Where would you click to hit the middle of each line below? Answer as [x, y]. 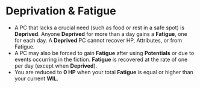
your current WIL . [36, 78]
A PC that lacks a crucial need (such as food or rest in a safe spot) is [99, 28]
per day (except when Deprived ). [56, 66]
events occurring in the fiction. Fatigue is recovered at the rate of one [101, 59]
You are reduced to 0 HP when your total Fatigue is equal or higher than [104, 72]
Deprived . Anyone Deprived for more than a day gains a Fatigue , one [101, 34]
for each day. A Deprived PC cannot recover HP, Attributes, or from [98, 40]
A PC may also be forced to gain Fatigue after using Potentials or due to [104, 53]
